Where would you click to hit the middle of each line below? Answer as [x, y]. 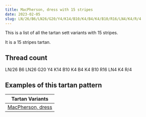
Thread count [26, 58]
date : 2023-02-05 [23, 14]
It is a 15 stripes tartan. [28, 42]
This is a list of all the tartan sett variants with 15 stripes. [62, 33]
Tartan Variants [30, 99]
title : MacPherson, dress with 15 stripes [49, 10]
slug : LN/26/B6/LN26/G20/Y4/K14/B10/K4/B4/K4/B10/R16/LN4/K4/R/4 [73, 19]
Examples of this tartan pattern [53, 85]
